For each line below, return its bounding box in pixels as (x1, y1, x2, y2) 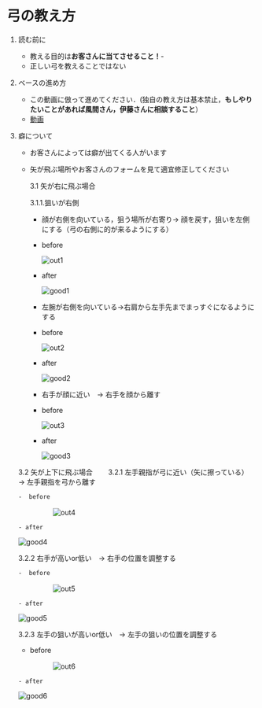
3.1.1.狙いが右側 (29, 197, 79, 207)
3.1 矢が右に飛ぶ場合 (29, 181, 96, 190)
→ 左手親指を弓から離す (17, 477, 97, 486)
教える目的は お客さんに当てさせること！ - (29, 51, 164, 61)
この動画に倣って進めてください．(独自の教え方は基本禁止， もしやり (29, 94, 253, 104)
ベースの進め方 (17, 78, 67, 87)
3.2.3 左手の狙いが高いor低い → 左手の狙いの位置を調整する (17, 629, 217, 639)
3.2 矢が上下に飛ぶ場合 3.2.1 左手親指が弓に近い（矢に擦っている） (17, 467, 249, 477)
